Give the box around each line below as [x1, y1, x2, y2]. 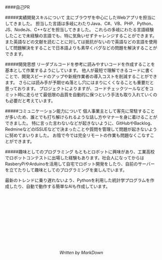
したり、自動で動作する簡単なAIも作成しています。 [9, 184, 110, 189]
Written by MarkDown [59, 250, 103, 255]
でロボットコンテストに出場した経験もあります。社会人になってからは [5, 155, 144, 160]
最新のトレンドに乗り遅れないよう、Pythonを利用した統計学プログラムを [5, 177, 150, 183]
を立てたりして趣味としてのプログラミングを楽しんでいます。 [5, 167, 127, 173]
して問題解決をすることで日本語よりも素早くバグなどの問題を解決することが [5, 45, 157, 51]
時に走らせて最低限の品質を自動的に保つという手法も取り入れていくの [17, 92, 158, 97]
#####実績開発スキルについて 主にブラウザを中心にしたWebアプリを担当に [5, 15, 156, 20]
